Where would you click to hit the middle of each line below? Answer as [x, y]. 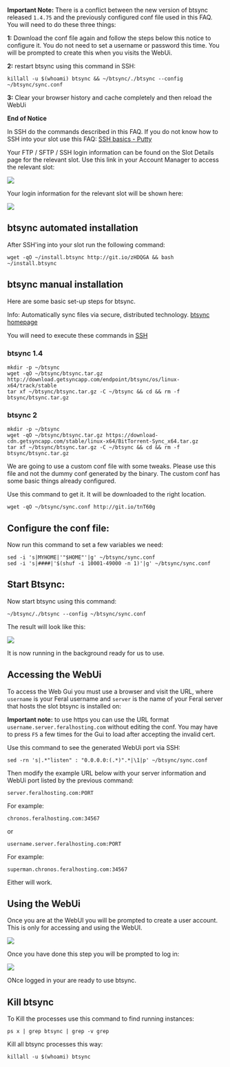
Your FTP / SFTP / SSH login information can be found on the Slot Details [111, 152]
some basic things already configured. [62, 481]
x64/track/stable [32, 385]
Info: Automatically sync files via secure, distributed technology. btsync [108, 314]
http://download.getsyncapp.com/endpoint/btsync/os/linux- [94, 379]
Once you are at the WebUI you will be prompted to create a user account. [113, 921]
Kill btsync [30, 1002]
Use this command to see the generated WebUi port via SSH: [94, 747]
